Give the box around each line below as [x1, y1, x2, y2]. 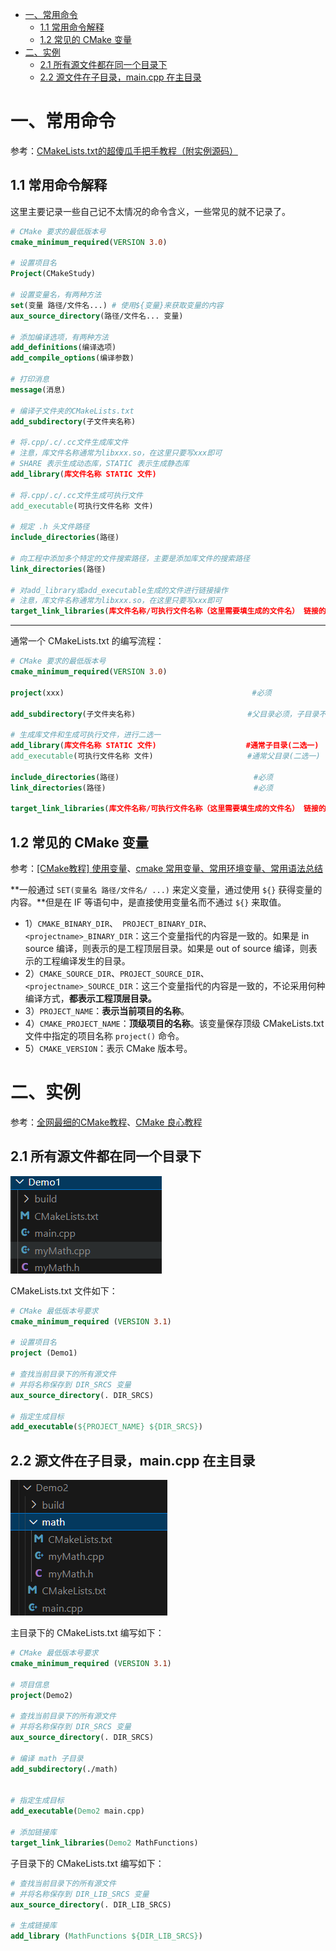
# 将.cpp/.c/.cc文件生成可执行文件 [10, 490, 143, 500]
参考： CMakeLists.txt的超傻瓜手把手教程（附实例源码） [10, 144, 238, 157]
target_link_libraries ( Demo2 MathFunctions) [10, 1838, 199, 1848]
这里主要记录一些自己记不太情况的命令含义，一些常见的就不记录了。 [10, 205, 291, 217]
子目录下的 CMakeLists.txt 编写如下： [10, 1857, 165, 1869]
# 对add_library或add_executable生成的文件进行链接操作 [10, 585, 228, 595]
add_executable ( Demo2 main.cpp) [10, 1806, 145, 1817]
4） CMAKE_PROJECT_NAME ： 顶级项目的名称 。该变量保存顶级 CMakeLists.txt [24, 1018, 325, 1030]
